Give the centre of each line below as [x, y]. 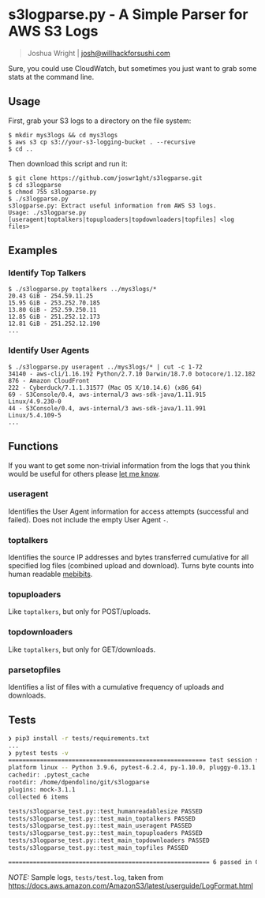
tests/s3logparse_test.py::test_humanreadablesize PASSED [105, 811]
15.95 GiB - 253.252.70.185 [54, 303]
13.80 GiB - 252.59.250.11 [52, 310]
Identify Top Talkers [47, 273]
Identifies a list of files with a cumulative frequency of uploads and [116, 687]
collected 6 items [38, 797]
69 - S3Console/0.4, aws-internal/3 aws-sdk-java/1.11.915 [107, 395]
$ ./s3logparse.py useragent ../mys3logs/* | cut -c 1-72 [105, 367]
